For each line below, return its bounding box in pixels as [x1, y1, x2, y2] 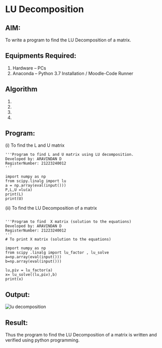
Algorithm [5, 85, 38, 94]
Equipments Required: [5, 51, 76, 60]
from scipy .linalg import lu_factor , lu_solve [5, 250, 109, 255]
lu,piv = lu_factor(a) [5, 268, 53, 273]
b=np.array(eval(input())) [5, 259, 62, 264]
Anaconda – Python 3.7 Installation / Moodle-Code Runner [12, 70, 133, 76]
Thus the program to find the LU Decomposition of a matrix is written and [5, 332, 157, 338]
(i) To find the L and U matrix [5, 142, 65, 148]
